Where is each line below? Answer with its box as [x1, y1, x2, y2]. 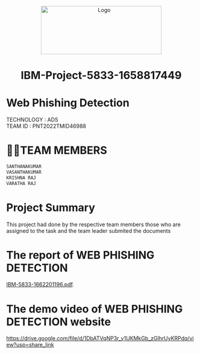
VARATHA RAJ [6, 180, 36, 186]
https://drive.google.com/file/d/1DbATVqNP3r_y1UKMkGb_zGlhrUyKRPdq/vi [6, 335, 194, 342]
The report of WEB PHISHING [6, 248, 155, 262]
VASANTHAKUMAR [6, 169, 42, 175]
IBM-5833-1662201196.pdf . [6, 281, 74, 288]
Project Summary [6, 201, 95, 214]
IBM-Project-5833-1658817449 [20, 69, 182, 83]
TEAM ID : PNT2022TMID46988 [6, 122, 86, 130]
